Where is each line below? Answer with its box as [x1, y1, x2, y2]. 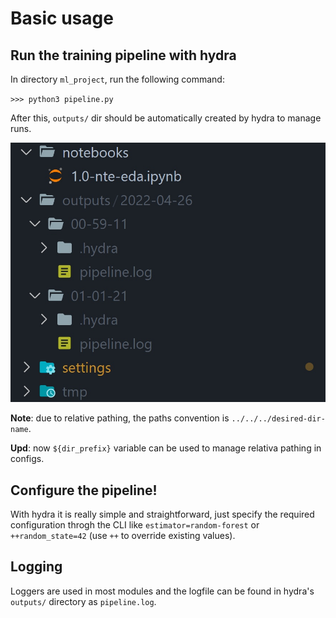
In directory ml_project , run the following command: [10, 73, 225, 85]
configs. [10, 453, 45, 465]
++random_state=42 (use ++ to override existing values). [10, 530, 236, 542]
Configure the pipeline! [10, 482, 158, 499]
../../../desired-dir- [231, 414, 326, 424]
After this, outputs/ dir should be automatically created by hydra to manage [10, 112, 322, 124]
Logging [10, 558, 63, 576]
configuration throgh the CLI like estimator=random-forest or [10, 519, 260, 531]
